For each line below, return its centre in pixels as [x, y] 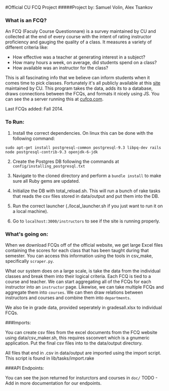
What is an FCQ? [26, 20]
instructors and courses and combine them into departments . [68, 298]
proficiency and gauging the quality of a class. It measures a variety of [79, 42]
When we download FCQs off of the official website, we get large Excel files [84, 245]
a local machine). [30, 211]
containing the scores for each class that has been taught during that [77, 250]
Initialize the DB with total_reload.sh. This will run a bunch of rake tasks [86, 191]
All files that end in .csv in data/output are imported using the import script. [83, 353]
